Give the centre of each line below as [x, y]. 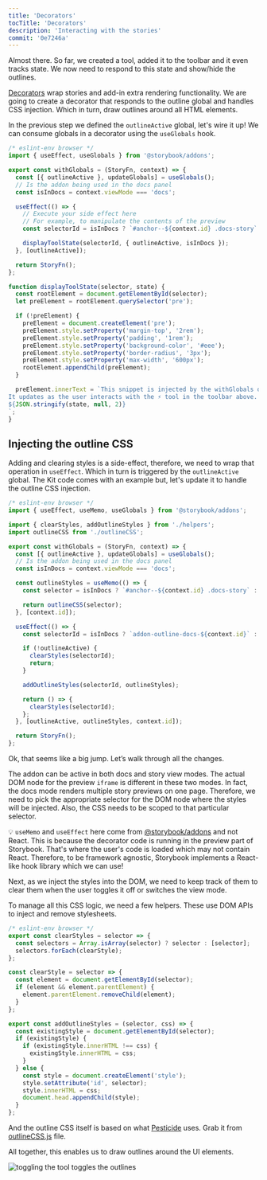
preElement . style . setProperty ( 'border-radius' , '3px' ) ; [117, 353]
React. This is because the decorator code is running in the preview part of [131, 841]
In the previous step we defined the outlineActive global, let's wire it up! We [133, 125]
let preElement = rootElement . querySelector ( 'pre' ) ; [104, 302]
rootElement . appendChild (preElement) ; [87, 368]
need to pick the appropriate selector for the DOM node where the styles [127, 799]
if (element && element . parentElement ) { [85, 987]
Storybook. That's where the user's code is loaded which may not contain [129, 850]
